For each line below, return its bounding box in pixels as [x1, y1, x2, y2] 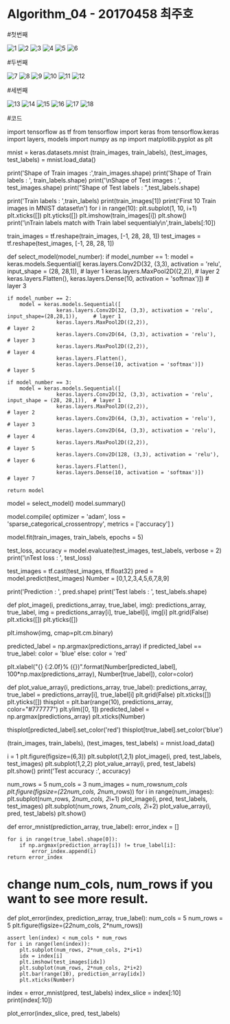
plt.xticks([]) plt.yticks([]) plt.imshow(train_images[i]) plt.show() [7, 211, 187, 220]
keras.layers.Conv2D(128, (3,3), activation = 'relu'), [56, 451, 220, 458]
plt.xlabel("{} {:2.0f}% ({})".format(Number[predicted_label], [7, 662, 177, 671]
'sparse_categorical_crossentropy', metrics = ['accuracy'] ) [7, 520, 174, 528]
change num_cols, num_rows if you [7, 876, 214, 892]
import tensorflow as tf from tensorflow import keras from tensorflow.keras [7, 128, 220, 136]
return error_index [7, 854, 63, 861]
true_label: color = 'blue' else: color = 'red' [7, 649, 128, 658]
